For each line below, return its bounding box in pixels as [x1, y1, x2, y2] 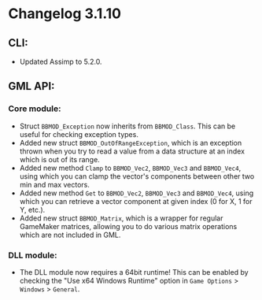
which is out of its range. [19, 154, 100, 164]
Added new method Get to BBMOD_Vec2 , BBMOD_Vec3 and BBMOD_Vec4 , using [19, 188, 254, 198]
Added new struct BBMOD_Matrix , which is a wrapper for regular [19, 213, 223, 223]
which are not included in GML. [19, 230, 121, 239]
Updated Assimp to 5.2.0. [19, 57, 102, 66]
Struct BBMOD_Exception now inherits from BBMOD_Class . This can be [19, 121, 236, 131]
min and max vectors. [19, 180, 90, 189]
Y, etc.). [19, 205, 46, 214]
